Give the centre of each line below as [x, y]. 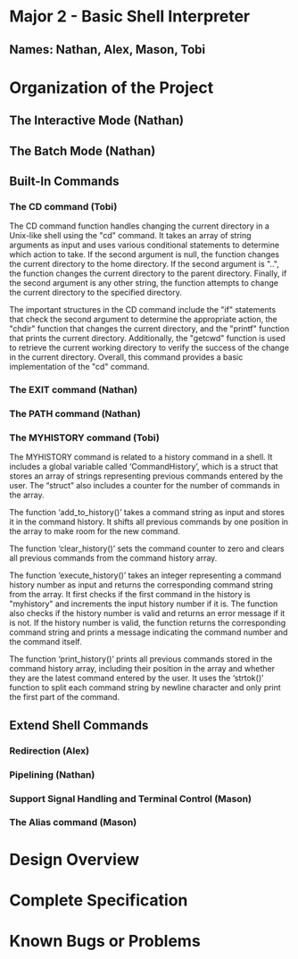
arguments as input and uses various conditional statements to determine [144, 245]
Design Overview [74, 859]
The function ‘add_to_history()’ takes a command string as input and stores [147, 513]
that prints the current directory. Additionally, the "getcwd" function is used [147, 338]
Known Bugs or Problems [105, 942]
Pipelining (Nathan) [52, 774]
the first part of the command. [65, 697]
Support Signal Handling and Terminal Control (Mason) [131, 798]
